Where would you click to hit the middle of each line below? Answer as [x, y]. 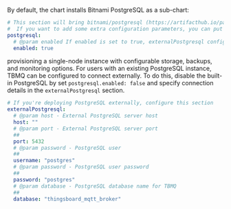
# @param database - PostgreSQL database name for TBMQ [95, 186]
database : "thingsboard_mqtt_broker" [67, 199]
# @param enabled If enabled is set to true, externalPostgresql [109, 42]
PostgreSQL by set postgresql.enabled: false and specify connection [113, 83]
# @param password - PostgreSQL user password [81, 167]
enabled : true [33, 48]
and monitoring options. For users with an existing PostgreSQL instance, [109, 69]
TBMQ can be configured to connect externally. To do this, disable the [107, 76]
